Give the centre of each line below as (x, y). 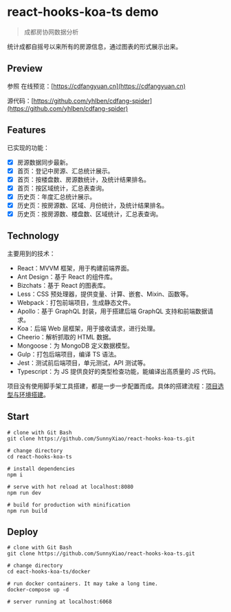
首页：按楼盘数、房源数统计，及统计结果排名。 (83, 179)
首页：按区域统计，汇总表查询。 (62, 188)
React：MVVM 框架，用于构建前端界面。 (75, 268)
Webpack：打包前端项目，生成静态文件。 (76, 302)
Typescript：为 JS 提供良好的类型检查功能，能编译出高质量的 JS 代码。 (118, 371)
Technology (33, 236)
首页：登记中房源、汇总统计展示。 (65, 171)
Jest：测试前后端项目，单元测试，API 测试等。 (83, 363)
